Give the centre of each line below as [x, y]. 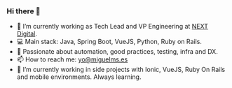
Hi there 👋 [24, 11]
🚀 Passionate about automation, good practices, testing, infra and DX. [117, 52]
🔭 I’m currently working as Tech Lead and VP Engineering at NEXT [112, 27]
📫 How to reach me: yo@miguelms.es [72, 59]
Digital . [27, 34]
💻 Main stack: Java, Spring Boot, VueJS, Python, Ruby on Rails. [109, 42]
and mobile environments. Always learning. [79, 77]
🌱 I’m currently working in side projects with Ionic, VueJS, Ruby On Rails [121, 70]
